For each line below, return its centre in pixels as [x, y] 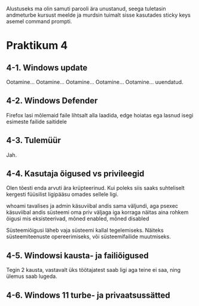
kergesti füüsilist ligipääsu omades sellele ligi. [62, 195]
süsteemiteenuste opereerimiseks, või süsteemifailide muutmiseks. [89, 237]
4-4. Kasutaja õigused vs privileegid [75, 174]
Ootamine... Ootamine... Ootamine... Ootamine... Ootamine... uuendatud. [95, 82]
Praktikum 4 [37, 46]
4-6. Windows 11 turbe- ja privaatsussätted [88, 295]
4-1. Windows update [47, 67]
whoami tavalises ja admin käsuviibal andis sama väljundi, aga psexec [92, 206]
